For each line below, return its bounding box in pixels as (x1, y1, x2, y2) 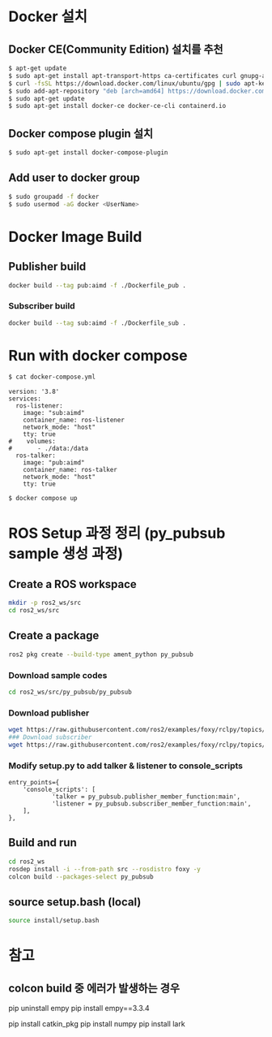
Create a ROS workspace (8, 577, 138, 591)
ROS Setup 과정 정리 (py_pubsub (8, 525, 226, 542)
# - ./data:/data (8, 444, 89, 453)
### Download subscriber (8, 733, 92, 741)
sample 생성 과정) (8, 545, 124, 563)
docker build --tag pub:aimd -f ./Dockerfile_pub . (8, 281, 186, 289)
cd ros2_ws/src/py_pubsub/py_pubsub (8, 688, 132, 696)
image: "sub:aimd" (23, 409, 85, 417)
